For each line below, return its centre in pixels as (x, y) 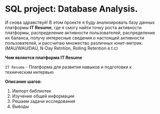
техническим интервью (29, 72)
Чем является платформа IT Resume (44, 57)
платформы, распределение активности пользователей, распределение (80, 33)
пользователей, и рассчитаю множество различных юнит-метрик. (74, 43)
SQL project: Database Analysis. (71, 9)
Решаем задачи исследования (44, 101)
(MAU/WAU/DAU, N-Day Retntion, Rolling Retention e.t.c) (62, 48)
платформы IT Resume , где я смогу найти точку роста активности (73, 27)
